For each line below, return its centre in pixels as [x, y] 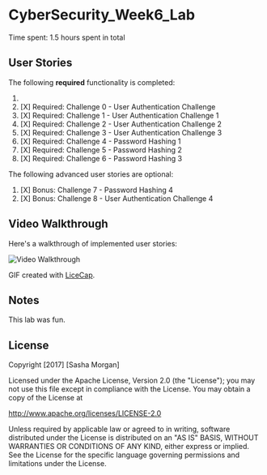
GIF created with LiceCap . [52, 275]
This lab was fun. [37, 320]
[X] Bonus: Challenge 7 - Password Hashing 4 [97, 190]
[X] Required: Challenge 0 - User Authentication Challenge [118, 106]
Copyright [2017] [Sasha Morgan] [64, 365]
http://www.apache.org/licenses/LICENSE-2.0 [85, 413]
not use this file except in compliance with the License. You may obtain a [129, 389]
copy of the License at [46, 398]
